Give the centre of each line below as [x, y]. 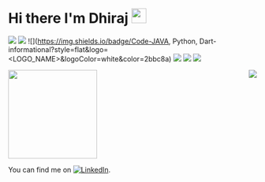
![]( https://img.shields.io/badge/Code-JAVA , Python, [112, 41]
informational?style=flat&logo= [58, 49]
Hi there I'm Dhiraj [68, 19]
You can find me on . [60, 169]
